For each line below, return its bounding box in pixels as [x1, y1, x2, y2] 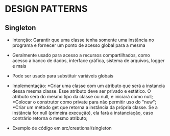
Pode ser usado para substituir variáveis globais [12, 73, 113, 79]
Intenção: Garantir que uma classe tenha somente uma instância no [12, 37, 154, 43]
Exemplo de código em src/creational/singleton [12, 125, 112, 131]
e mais [12, 63, 27, 69]
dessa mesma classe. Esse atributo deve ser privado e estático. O [12, 88, 151, 94]
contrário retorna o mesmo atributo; [12, 115, 88, 121]
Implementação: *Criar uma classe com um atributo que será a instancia [12, 83, 165, 89]
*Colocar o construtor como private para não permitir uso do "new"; [12, 99, 157, 105]
